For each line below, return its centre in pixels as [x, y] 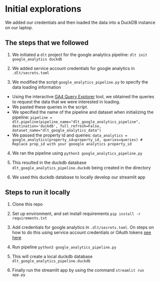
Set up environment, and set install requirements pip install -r [76, 213]
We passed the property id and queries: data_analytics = [70, 135]
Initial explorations [43, 9]
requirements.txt [30, 218]
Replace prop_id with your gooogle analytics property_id [72, 144]
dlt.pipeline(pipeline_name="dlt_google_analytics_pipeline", [76, 122]
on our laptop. [19, 27]
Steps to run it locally [38, 192]
